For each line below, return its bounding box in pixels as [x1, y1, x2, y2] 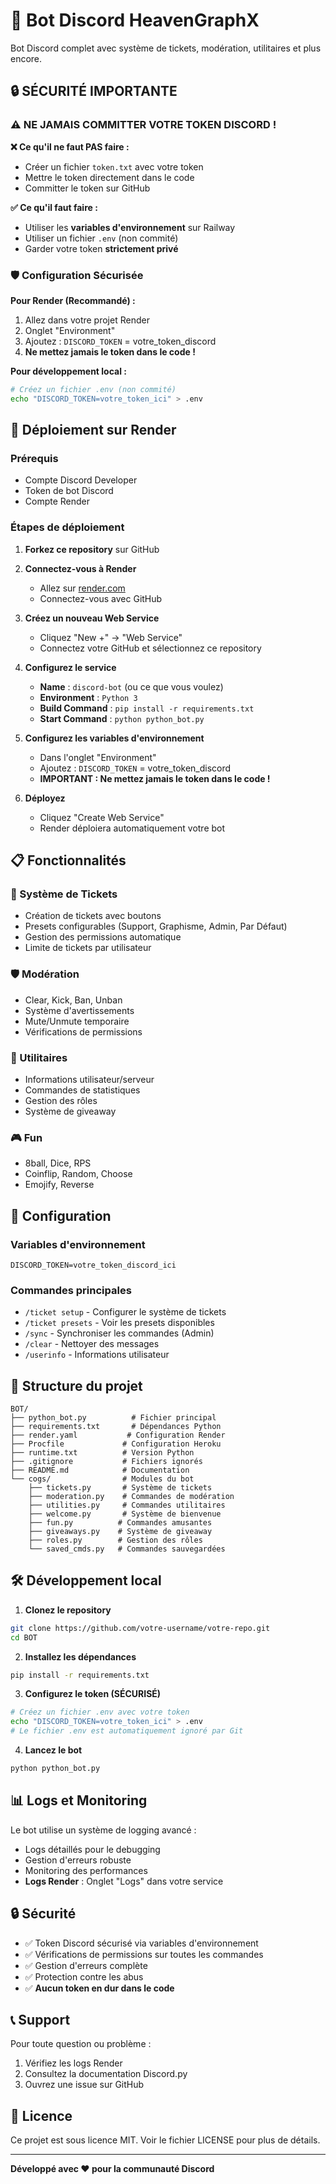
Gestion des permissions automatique [24, 931, 182, 943]
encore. [10, 52, 43, 64]
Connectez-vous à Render [24, 562, 137, 574]
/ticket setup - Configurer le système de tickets [24, 1306, 227, 1318]
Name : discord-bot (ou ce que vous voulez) [39, 680, 224, 693]
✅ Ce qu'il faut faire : [10, 201, 98, 213]
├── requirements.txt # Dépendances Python [10, 1422, 222, 1432]
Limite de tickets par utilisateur [24, 942, 152, 954]
